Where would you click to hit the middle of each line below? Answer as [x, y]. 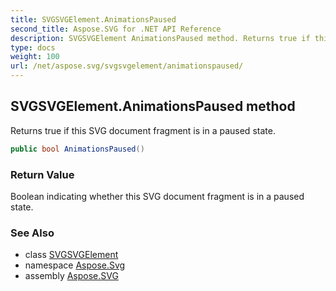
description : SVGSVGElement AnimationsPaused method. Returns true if [160, 38]
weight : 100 [35, 57]
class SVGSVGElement [71, 255]
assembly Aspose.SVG [71, 276]
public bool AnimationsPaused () [77, 149]
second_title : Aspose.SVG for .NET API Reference [116, 29]
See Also [32, 233]
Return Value [42, 174]
